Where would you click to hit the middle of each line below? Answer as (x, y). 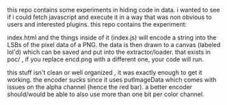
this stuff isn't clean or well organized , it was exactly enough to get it (105, 72)
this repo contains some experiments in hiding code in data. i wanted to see (113, 10)
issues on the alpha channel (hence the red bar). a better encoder (100, 87)
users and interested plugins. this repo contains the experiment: (97, 24)
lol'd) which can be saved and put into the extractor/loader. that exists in (109, 52)
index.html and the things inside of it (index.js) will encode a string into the (112, 37)
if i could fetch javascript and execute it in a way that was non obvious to (109, 17)
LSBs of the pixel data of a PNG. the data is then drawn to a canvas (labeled (114, 45)
